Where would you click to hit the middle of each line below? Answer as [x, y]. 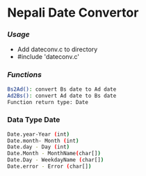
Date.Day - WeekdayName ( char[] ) [56, 160]
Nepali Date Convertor [73, 13]
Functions [24, 75]
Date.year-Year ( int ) [39, 134]
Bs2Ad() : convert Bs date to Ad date [62, 89]
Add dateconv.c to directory [57, 49]
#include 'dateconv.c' [48, 57]
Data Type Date [34, 120]
